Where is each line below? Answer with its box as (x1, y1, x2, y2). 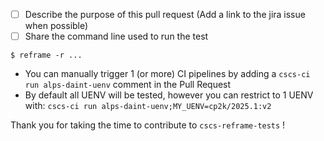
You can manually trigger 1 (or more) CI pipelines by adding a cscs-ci (24, 68, 311, 80)
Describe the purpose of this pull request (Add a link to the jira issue (24, 9, 306, 20)
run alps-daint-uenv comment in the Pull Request (24, 79, 232, 91)
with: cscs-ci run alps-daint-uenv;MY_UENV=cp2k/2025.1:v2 (24, 100, 272, 112)
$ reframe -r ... (10, 50, 83, 61)
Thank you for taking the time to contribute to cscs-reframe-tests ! (10, 119, 286, 131)
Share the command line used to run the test (24, 30, 209, 43)
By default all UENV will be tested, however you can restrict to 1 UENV (24, 89, 314, 101)
